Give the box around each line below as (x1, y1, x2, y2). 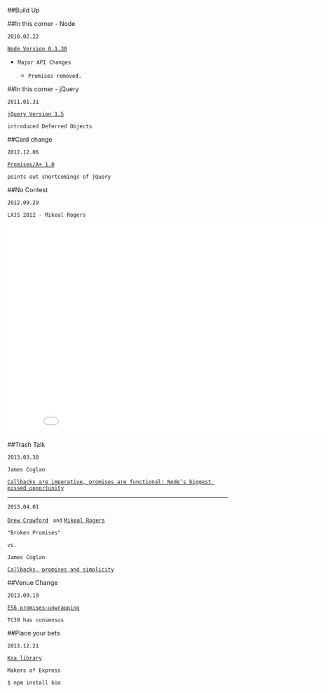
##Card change (7, 135, 53, 143)
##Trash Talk (7, 440, 46, 448)
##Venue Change (7, 579, 58, 586)
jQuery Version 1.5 (7, 111, 64, 118)
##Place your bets (7, 629, 61, 637)
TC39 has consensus (7, 617, 64, 624)
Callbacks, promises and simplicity (7, 566, 114, 573)
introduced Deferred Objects (7, 123, 93, 130)
